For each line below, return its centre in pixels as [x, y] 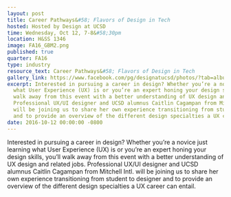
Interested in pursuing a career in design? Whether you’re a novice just [107, 142]
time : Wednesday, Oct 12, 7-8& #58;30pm [64, 33]
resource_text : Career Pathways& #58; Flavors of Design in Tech [101, 71]
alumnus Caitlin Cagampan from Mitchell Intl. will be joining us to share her [113, 171]
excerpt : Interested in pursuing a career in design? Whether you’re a [112, 84]
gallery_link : [27, 77]
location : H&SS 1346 [37, 39]
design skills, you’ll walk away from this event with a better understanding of [115, 156]
